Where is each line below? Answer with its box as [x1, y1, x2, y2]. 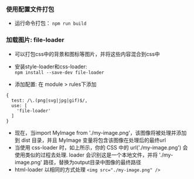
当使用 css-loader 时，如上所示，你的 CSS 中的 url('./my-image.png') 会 [14, 144, 188, 151]
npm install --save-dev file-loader [14, 69, 104, 75]
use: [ [11, 102, 28, 108]
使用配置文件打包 [6, 5, 55, 13]
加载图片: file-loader [6, 36, 64, 44]
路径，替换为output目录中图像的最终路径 [43, 158, 142, 165]
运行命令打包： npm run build [14, 19, 87, 27]
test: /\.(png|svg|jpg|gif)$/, [11, 97, 88, 104]
